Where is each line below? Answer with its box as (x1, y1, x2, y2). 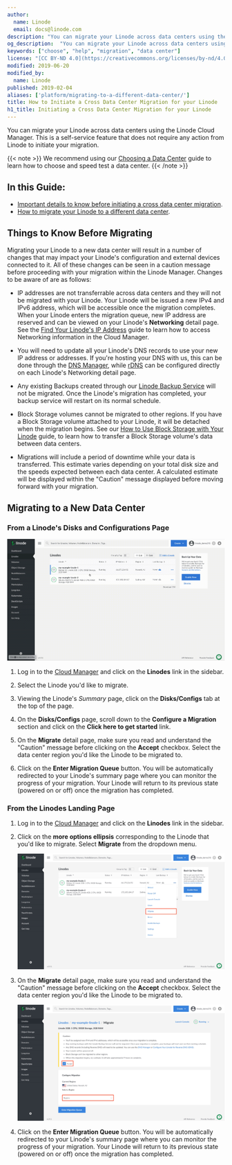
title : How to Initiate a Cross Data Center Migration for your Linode (7, 99, 217, 106)
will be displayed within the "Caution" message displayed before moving (17, 474, 224, 483)
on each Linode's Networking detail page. (17, 368, 137, 377)
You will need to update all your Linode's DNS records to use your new (17, 346, 218, 355)
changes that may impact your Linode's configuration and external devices (7, 253, 220, 261)
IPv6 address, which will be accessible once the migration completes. (17, 303, 216, 312)
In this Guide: (7, 181, 66, 193)
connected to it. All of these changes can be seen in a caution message (7, 260, 211, 269)
